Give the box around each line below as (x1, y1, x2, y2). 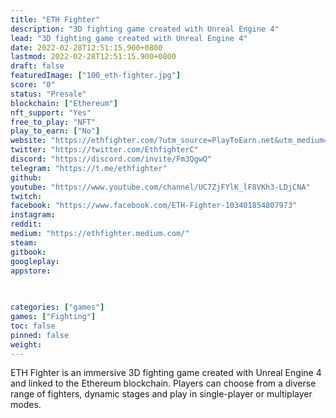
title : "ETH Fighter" (10, 14, 101, 25)
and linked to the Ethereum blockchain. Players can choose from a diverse (10, 377, 317, 390)
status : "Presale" (10, 89, 87, 99)
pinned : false (10, 330, 70, 340)
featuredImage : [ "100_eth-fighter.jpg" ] (10, 71, 182, 81)
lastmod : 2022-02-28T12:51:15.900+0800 (10, 52, 177, 62)
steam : (10, 237, 38, 248)
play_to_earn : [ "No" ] (10, 126, 101, 136)
